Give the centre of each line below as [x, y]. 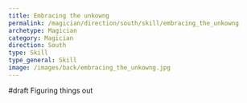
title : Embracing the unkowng [59, 16]
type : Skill [28, 53]
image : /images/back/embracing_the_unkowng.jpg [90, 68]
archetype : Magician [43, 30]
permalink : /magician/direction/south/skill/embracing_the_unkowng [124, 23]
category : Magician [41, 38]
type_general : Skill [43, 61]
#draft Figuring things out [51, 90]
